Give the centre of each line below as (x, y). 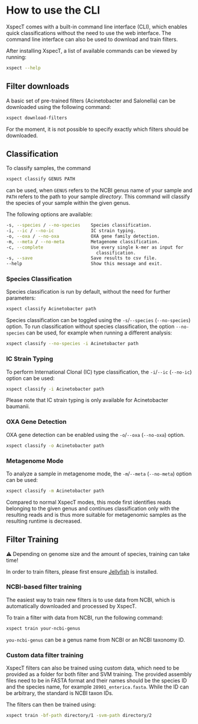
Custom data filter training (45, 655)
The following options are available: (49, 214)
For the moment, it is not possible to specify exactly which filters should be (98, 129)
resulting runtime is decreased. (44, 521)
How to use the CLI (53, 10)
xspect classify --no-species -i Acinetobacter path (72, 344)
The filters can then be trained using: (51, 704)
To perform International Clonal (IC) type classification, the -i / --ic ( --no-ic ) (99, 372)
